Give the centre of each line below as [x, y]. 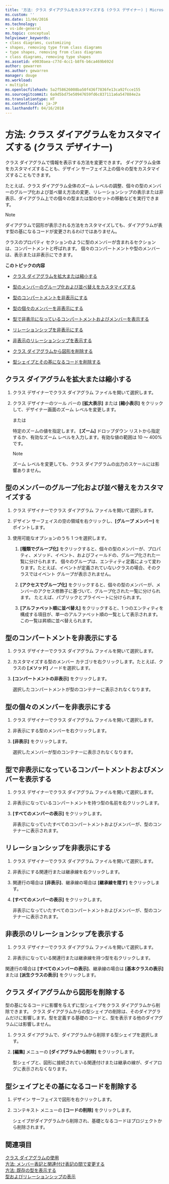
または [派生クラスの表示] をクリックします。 [52, 975]
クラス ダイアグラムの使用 [32, 1158]
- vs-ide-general [23, 29]
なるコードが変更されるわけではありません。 [73, 231]
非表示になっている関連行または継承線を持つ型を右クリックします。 [83, 958]
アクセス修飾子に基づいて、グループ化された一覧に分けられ [99, 591]
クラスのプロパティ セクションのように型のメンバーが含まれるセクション [80, 242]
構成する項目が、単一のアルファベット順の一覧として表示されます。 [90, 614]
